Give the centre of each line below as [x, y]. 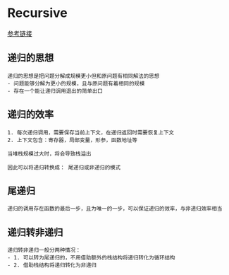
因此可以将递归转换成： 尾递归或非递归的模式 [64, 168]
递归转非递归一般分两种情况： [44, 250]
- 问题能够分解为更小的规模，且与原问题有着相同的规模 [76, 83]
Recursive [38, 13]
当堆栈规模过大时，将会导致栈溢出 [49, 153]
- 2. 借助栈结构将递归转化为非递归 [52, 265]
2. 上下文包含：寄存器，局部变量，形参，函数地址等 [72, 140]
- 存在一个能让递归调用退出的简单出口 [55, 91]
